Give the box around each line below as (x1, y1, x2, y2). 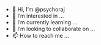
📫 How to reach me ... (12, 32, 69, 39)
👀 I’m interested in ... (12, 12, 64, 19)
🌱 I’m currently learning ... (12, 19, 78, 26)
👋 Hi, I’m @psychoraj (12, 6, 65, 13)
